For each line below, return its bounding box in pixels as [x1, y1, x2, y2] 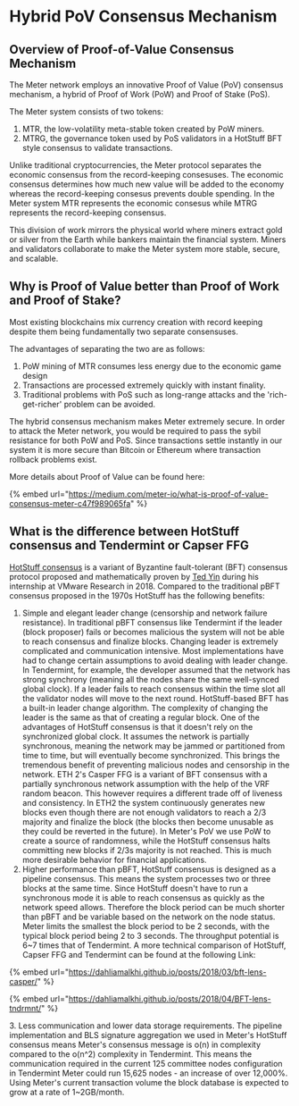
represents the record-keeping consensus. [9, 207, 167, 218]
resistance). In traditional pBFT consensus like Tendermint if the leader [21, 616, 283, 627]
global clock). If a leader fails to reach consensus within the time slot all [21, 683, 286, 694]
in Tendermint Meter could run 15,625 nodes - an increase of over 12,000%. [9, 1068, 288, 1078]
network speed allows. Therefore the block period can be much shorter [21, 901, 286, 912]
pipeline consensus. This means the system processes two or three [21, 873, 271, 884]
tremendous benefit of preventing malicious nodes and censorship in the [21, 759, 290, 770]
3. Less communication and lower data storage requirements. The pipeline [9, 1020, 283, 1031]
